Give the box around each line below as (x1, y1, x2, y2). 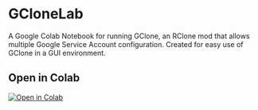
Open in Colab (8, 71, 80, 84)
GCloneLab (8, 5, 84, 23)
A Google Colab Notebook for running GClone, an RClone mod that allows (8, 31, 250, 41)
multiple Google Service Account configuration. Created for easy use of (8, 39, 244, 49)
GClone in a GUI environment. (8, 48, 106, 57)
